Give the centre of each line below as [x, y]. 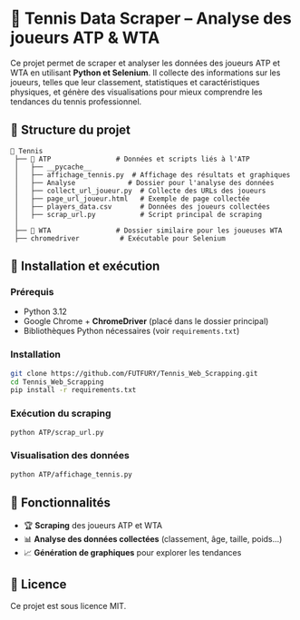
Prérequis [32, 292]
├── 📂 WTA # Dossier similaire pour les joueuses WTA [148, 231]
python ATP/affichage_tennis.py [71, 474]
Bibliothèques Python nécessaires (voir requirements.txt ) [131, 331]
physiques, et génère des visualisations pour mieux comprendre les [136, 92]
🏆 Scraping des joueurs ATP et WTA [92, 525]
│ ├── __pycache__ [53, 167]
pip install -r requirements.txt [73, 390]
